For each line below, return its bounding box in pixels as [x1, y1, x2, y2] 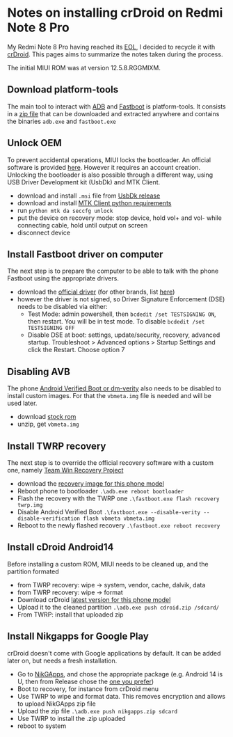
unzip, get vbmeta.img [17, 420, 79, 429]
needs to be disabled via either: [17, 303, 108, 311]
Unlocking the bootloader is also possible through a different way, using [7, 171, 214, 179]
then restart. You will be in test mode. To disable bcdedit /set [27, 317, 205, 326]
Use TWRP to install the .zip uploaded [17, 714, 127, 722]
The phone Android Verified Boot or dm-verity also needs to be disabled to [7, 384, 222, 393]
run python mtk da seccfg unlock [17, 206, 113, 214]
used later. [7, 399, 38, 408]
